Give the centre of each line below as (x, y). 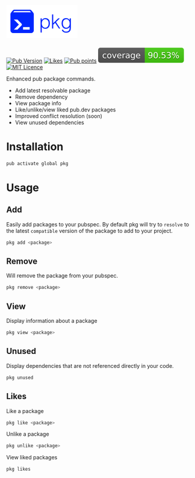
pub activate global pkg (37, 163)
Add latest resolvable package (53, 90)
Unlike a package (28, 434)
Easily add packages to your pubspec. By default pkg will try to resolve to (98, 224)
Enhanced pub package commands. (51, 79)
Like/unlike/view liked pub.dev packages (65, 110)
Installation (35, 147)
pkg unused (20, 377)
